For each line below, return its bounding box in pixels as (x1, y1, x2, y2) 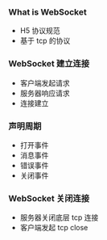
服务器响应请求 (19, 88, 70, 98)
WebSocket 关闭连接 (8, 192, 90, 204)
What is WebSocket (8, 6, 87, 18)
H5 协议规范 (19, 26, 60, 36)
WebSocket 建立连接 (8, 58, 90, 69)
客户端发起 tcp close (19, 223, 88, 233)
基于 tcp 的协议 (19, 36, 71, 46)
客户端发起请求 (19, 78, 70, 87)
